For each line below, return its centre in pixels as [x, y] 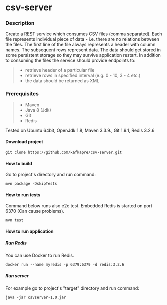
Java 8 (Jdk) [38, 110]
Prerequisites [22, 94]
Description [20, 23]
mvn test [14, 220]
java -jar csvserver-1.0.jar [36, 297]
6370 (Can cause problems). [35, 211]
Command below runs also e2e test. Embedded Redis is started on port [79, 206]
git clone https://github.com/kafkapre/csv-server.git [64, 152]
